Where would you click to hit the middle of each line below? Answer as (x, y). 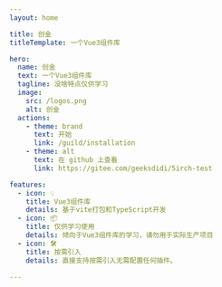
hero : (19, 59)
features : (28, 185)
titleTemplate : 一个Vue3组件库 (65, 43)
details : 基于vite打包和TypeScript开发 (96, 210)
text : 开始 (53, 135)
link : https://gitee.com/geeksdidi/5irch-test (123, 168)
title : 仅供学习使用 (60, 227)
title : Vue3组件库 (58, 201)
